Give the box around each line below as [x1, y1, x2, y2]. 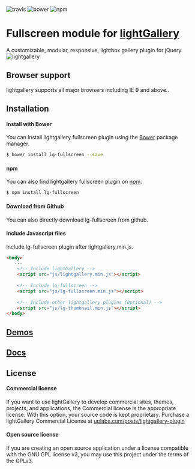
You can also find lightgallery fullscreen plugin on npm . [6, 178, 142, 186]
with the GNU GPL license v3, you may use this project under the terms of [6, 450, 189, 458]
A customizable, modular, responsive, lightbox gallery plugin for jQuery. [6, 46, 183, 53]
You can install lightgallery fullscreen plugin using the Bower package [6, 134, 178, 141]
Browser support [6, 70, 71, 80]
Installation [6, 104, 49, 114]
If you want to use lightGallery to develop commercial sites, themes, [6, 398, 174, 405]
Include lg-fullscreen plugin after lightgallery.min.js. [6, 243, 133, 250]
